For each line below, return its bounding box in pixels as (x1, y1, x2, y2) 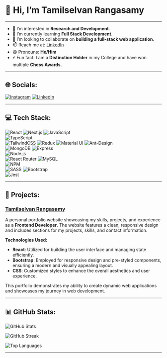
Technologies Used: (5, 237, 48, 243)
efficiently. (12, 252, 34, 258)
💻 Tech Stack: (5, 114, 51, 122)
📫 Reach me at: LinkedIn (12, 42, 64, 48)
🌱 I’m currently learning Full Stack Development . (12, 31, 113, 37)
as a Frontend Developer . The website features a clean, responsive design (5, 222, 159, 228)
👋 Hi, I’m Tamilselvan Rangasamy (5, 4, 145, 16)
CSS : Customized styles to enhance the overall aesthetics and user (12, 268, 150, 274)
